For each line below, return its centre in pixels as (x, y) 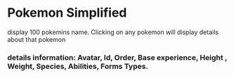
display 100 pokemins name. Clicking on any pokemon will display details (113, 32)
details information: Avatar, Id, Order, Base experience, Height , (117, 57)
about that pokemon (37, 39)
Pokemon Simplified (67, 13)
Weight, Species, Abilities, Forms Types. (78, 66)
